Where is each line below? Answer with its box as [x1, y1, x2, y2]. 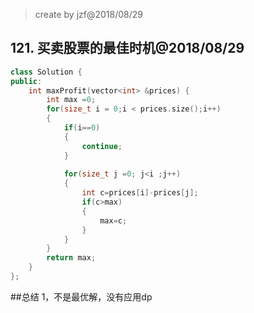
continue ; [81, 141, 123, 151]
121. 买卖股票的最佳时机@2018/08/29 [10, 40, 245, 57]
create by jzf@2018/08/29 [34, 9, 143, 20]
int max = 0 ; [46, 95, 97, 105]
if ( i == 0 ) [63, 123, 101, 133]
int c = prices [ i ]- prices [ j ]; [81, 188, 199, 198]
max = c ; [99, 215, 128, 226]
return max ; [46, 253, 97, 263]
